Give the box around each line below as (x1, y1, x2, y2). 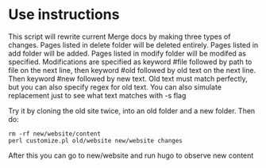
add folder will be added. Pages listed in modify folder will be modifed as (8, 48, 246, 58)
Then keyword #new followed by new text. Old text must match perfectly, (8, 74, 248, 83)
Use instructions (8, 6, 120, 24)
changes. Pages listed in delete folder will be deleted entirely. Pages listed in (8, 40, 259, 49)
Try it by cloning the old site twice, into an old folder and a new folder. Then (8, 105, 256, 116)
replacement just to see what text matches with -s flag (8, 90, 187, 100)
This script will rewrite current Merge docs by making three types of (8, 32, 231, 41)
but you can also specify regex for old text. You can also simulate (8, 82, 222, 92)
